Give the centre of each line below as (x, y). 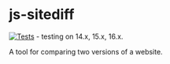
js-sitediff (42, 15)
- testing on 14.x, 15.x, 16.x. (79, 36)
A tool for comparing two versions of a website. (86, 51)
